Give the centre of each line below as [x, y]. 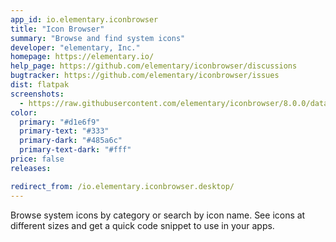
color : [24, 112]
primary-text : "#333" [64, 131]
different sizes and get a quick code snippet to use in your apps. [142, 225]
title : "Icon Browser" [57, 29]
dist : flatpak [40, 85]
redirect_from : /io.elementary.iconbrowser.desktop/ [122, 186]
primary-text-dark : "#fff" [75, 150]
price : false [37, 159]
